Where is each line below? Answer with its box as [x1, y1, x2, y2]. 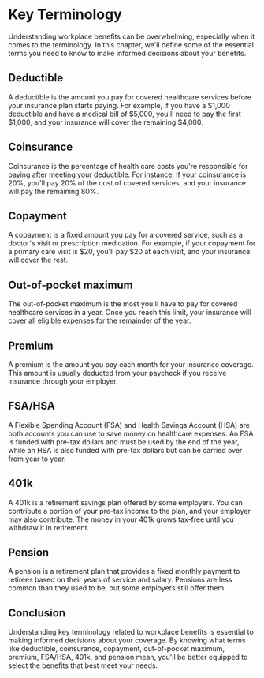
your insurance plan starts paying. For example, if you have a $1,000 [8, 100, 230, 110]
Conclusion [8, 606, 66, 620]
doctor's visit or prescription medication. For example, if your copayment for [8, 238, 256, 248]
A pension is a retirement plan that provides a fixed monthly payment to [8, 567, 240, 576]
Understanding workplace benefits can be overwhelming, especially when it [8, 32, 255, 41]
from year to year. [8, 454, 66, 463]
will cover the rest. [8, 255, 69, 265]
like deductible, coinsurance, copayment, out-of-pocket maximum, [8, 644, 225, 654]
